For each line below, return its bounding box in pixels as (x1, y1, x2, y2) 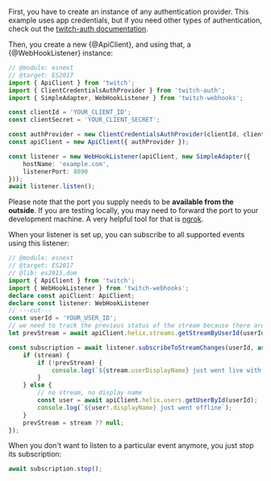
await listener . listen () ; (8, 182, 95, 190)
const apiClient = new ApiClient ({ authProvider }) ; (8, 138, 190, 146)
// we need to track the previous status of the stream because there (8, 322, 251, 330)
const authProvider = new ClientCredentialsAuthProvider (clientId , (8, 131, 240, 139)
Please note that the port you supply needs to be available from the (8, 197, 234, 207)
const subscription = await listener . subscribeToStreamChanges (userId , (8, 343, 254, 352)
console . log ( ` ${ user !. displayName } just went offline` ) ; (37, 404, 232, 412)
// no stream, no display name (37, 389, 143, 397)
